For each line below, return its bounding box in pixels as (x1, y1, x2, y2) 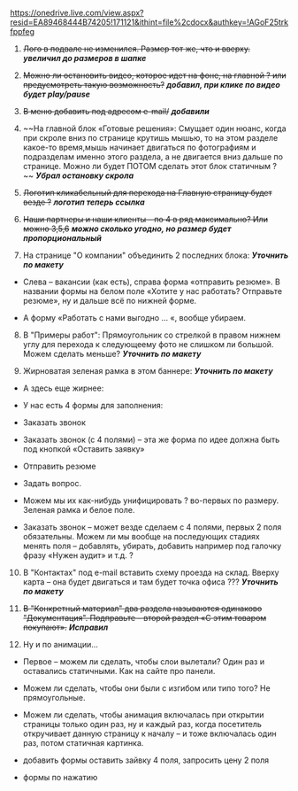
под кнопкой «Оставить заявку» (22, 444, 145, 454)
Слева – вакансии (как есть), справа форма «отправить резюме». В (22, 276, 281, 287)
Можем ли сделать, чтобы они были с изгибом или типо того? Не (22, 683, 271, 694)
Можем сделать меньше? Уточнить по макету (22, 349, 202, 359)
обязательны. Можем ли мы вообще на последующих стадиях (22, 531, 260, 541)
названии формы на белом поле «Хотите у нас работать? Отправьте (22, 286, 282, 296)
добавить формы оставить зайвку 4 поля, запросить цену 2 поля (22, 755, 270, 765)
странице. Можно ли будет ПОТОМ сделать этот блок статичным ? (22, 161, 278, 171)
